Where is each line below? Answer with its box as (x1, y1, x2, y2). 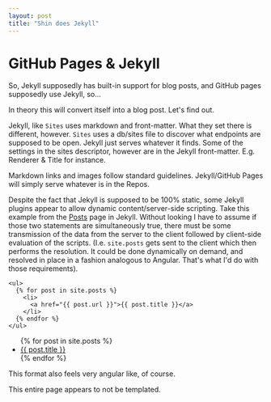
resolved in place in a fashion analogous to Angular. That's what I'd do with (8, 256, 259, 265)
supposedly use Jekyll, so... (8, 90, 101, 99)
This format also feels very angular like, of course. (8, 369, 176, 379)
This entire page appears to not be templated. (8, 385, 162, 395)
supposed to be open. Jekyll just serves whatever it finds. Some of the (8, 138, 244, 148)
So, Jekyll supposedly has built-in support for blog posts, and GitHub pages (8, 81, 261, 91)
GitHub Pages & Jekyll (8, 54, 160, 73)
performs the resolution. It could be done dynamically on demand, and (8, 247, 243, 256)
